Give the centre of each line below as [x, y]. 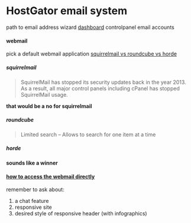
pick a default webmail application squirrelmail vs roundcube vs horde [92, 54]
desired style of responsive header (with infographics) [81, 214]
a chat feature [32, 201]
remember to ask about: [35, 189]
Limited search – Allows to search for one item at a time [88, 135]
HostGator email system [67, 11]
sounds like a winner [32, 163]
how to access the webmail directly [51, 176]
